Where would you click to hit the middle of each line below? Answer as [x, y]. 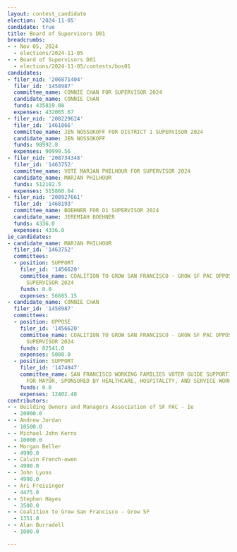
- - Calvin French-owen [42, 460]
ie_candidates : [30, 237]
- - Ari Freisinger [36, 486]
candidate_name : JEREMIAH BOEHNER [64, 217]
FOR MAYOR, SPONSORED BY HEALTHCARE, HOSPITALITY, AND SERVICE [121, 381]
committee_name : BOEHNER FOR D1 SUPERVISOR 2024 [86, 211]
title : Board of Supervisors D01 [56, 33]
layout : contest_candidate [47, 14]
